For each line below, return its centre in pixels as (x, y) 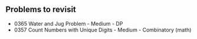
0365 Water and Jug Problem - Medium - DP (68, 23)
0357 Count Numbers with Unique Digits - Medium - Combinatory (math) (103, 30)
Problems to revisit (41, 10)
